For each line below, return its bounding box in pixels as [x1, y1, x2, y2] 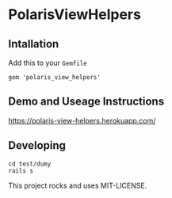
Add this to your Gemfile [8, 58, 87, 67]
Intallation [8, 37, 59, 51]
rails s [8, 166, 34, 175]
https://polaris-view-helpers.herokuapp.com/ [8, 116, 156, 125]
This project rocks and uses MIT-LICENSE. [8, 181, 147, 190]
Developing [8, 139, 66, 152]
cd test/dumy [8, 160, 52, 168]
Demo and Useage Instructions [8, 95, 165, 109]
